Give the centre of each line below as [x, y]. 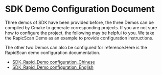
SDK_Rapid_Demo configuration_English [53, 67]
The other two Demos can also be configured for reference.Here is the [76, 47]
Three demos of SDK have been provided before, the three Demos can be [80, 22]
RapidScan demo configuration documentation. [53, 53]
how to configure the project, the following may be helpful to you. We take [80, 33]
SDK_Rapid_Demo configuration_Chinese [54, 62]
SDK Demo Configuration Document [80, 9]
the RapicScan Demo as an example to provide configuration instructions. [79, 38]
